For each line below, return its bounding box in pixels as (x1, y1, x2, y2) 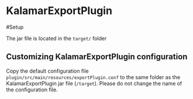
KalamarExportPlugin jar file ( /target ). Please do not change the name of (6, 80, 182, 87)
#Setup (6, 23, 24, 30)
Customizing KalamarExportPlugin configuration (6, 52, 188, 62)
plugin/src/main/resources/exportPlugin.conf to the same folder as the (6, 73, 180, 80)
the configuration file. (6, 86, 58, 93)
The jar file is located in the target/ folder (6, 35, 107, 42)
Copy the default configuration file (6, 67, 89, 74)
